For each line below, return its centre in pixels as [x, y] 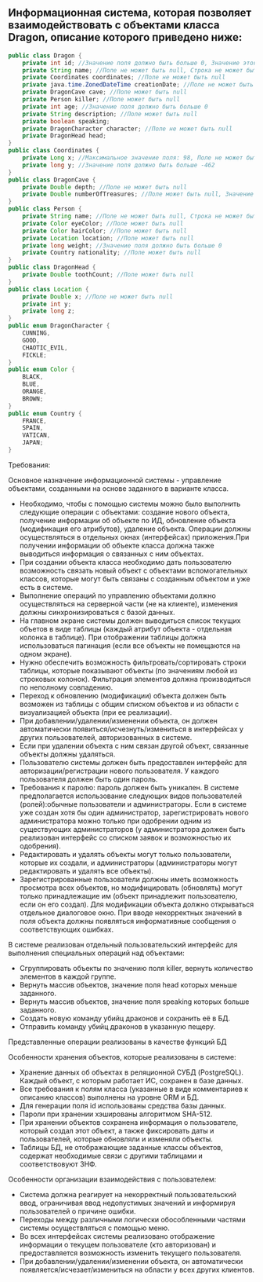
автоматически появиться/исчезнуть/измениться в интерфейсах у [131, 729]
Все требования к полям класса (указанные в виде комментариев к [134, 1089]
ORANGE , [34, 392]
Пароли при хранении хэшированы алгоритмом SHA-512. [116, 1114]
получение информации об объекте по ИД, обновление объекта [128, 520]
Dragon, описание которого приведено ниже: [125, 37]
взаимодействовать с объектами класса [114, 26]
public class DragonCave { [52, 180]
